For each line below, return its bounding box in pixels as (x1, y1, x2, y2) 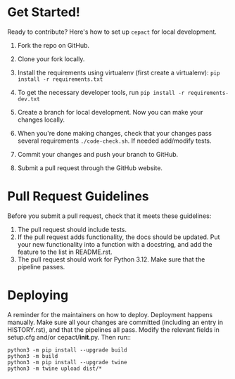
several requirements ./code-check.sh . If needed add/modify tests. (17, 136, 212, 145)
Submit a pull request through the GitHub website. (17, 163, 163, 172)
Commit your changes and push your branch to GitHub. (17, 150, 179, 158)
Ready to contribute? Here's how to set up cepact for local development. (7, 27, 217, 36)
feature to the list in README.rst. (17, 248, 113, 256)
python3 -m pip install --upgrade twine (7, 359, 128, 366)
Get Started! (7, 4, 81, 20)
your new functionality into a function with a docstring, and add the (17, 240, 212, 248)
